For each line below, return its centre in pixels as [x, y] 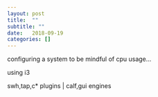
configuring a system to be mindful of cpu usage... [79, 59]
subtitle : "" [26, 26]
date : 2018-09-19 [35, 33]
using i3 [18, 73]
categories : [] [29, 39]
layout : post [26, 14]
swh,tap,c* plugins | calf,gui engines [59, 86]
